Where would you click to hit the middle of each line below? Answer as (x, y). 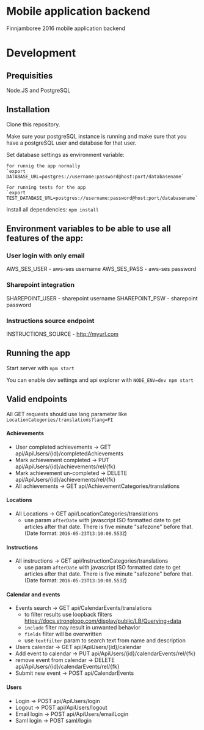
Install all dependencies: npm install (53, 209)
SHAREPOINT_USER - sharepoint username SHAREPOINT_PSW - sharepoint (102, 298)
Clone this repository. (33, 124)
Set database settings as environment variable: (66, 154)
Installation (28, 109)
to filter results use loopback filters (68, 615)
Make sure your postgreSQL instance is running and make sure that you (97, 136)
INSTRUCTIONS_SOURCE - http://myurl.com (63, 334)
